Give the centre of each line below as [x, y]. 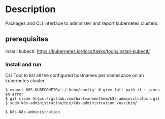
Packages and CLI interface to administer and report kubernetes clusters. [82, 23]
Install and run [23, 64]
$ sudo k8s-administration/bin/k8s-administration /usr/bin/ [71, 103]
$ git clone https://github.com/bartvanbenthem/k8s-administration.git [82, 99]
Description [30, 9]
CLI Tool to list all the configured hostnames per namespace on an [75, 75]
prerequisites [27, 39]
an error [14, 94]
